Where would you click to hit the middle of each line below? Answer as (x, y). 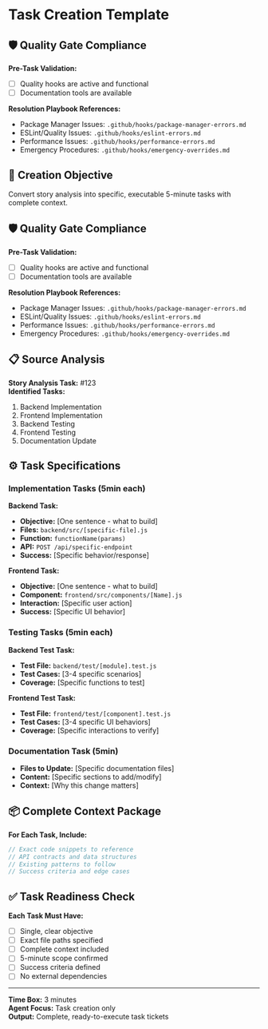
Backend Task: (33, 506)
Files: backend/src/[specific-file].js (84, 530)
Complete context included (64, 949)
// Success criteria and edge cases (69, 872)
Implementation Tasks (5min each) (77, 489)
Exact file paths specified (61, 940)
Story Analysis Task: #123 (52, 383)
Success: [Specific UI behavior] (73, 612)
